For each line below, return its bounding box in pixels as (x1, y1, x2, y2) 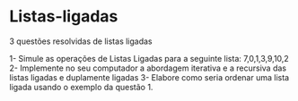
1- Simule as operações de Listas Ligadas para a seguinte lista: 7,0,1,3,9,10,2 (9, 53, 289, 63)
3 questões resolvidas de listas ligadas (9, 36, 153, 46)
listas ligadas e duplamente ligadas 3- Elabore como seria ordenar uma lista (9, 72, 290, 82)
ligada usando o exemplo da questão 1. (9, 81, 153, 92)
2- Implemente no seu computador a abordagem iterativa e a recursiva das (9, 63, 287, 73)
